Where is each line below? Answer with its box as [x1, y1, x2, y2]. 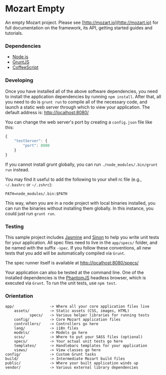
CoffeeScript [12, 64, 39, 70]
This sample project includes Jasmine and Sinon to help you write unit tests [5, 235, 160, 241]
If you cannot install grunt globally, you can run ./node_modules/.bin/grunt [5, 161, 158, 167]
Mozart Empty [5, 3, 65, 14]
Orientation [5, 292, 33, 299]
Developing [5, 77, 34, 84]
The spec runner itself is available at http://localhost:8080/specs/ [5, 260, 139, 266]
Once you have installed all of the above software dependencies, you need [5, 88, 158, 94]
